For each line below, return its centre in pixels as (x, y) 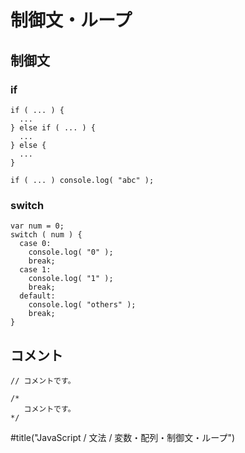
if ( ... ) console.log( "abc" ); (82, 180)
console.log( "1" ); (71, 279)
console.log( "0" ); (71, 252)
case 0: (35, 244)
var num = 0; (37, 226)
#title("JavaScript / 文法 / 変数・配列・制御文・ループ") (123, 437)
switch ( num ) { (46, 235)
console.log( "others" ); (82, 305)
